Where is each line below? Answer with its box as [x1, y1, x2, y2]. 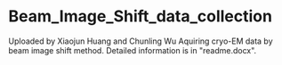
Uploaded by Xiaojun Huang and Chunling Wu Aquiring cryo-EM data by [8, 36, 273, 46]
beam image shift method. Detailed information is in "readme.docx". [8, 45, 257, 55]
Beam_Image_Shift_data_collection [8, 6, 273, 27]
